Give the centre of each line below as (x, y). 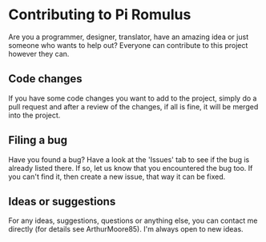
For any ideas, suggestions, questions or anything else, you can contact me (133, 220)
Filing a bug (38, 140)
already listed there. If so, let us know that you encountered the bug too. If (131, 168)
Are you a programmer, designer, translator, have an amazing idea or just (129, 37)
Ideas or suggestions (62, 201)
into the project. (34, 115)
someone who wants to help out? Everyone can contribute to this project (128, 45)
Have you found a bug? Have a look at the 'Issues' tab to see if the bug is (129, 159)
